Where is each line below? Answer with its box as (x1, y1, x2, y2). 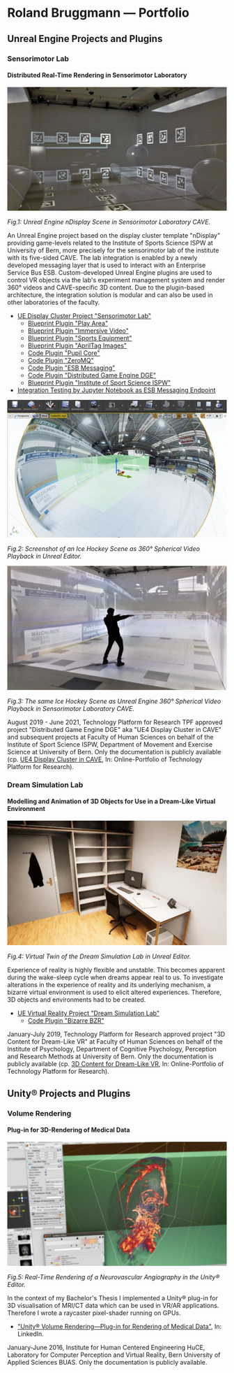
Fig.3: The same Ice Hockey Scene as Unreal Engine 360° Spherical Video (7, 697, 221, 705)
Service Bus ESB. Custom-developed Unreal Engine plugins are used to (7, 268, 212, 277)
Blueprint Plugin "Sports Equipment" (27, 334, 132, 343)
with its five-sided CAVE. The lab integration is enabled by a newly (7, 254, 198, 262)
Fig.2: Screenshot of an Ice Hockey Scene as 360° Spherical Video (7, 545, 201, 553)
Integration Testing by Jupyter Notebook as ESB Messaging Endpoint (17, 386, 216, 394)
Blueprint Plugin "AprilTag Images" (27, 341, 127, 350)
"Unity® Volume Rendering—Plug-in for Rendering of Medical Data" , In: (17, 1322, 222, 1330)
